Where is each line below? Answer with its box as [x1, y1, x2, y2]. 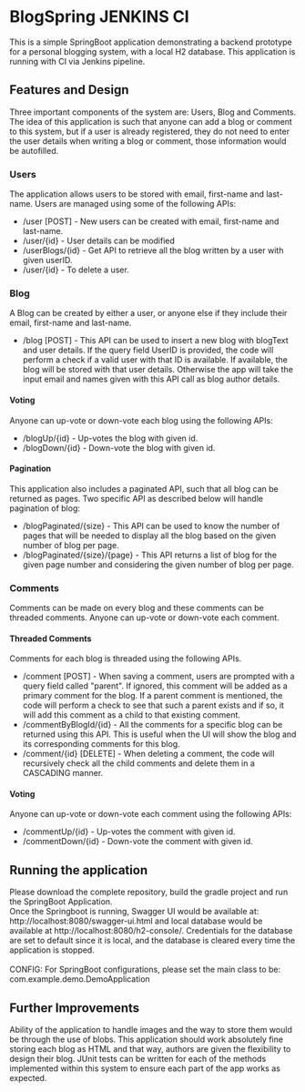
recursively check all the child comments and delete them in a [22, 758, 255, 769]
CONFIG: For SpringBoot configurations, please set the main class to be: [9, 964, 281, 975]
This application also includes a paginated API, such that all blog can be [9, 483, 280, 494]
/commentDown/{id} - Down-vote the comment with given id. [22, 836, 253, 847]
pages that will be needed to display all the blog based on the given [22, 530, 276, 541]
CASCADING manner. [22, 768, 104, 779]
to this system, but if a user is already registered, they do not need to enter [9, 126, 290, 137]
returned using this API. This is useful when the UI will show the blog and [22, 729, 297, 740]
